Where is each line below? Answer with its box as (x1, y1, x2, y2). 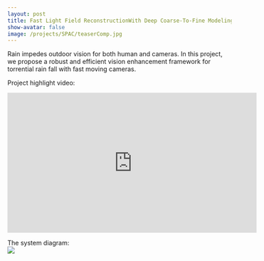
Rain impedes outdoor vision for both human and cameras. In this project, (7, 50, 223, 58)
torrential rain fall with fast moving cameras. (7, 65, 137, 73)
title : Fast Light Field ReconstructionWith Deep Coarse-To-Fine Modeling (7, 17, 234, 24)
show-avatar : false (7, 23, 65, 31)
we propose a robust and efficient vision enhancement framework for (7, 58, 211, 66)
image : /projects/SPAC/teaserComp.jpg (7, 30, 122, 38)
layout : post (7, 10, 46, 18)
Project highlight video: (7, 79, 75, 87)
